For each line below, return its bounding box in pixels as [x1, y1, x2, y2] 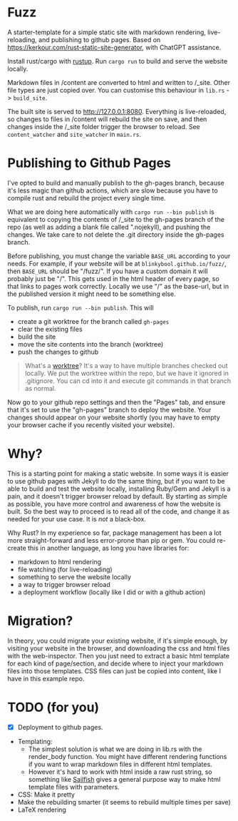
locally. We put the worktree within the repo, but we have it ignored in [24, 369, 229, 377]
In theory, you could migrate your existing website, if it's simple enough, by [7, 636, 228, 645]
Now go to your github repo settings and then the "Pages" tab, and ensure [7, 397, 226, 407]
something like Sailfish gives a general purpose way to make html [28, 775, 221, 783]
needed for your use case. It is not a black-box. [7, 514, 146, 523]
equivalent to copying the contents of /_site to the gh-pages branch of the [7, 215, 224, 223]
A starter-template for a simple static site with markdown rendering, [7, 28, 207, 36]
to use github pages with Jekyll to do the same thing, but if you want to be [7, 476, 225, 485]
